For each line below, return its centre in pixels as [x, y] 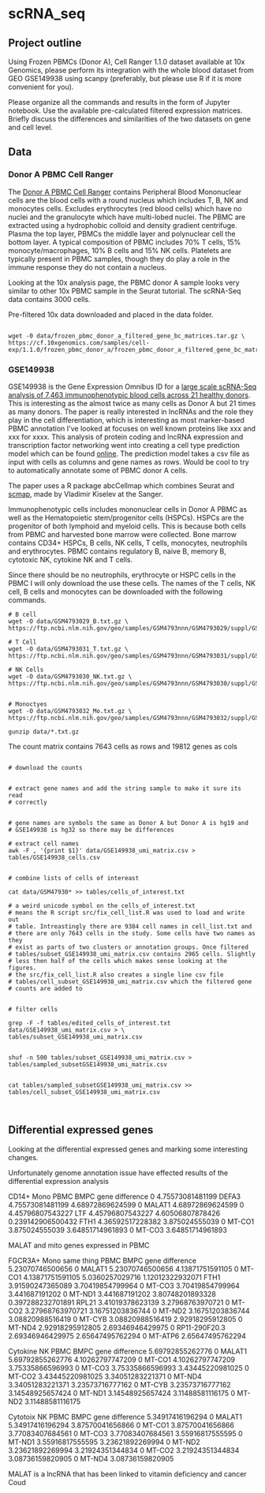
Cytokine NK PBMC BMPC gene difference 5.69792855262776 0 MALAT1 [127, 1351]
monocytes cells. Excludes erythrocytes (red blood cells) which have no [125, 208]
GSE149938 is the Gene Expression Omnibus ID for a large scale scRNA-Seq [132, 386]
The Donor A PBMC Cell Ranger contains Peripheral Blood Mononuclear [125, 192]
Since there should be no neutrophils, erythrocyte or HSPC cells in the [122, 575]
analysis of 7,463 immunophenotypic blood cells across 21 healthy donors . [129, 394]
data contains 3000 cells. [49, 299]
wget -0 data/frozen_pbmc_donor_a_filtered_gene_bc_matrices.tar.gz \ [127, 336]
